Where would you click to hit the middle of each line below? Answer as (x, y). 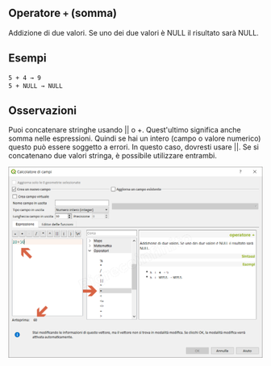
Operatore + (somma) (63, 13)
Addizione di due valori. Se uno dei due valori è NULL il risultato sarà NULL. (134, 32)
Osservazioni (43, 111)
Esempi (27, 59)
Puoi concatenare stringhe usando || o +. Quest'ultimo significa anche (125, 130)
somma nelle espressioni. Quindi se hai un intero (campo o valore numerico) (135, 139)
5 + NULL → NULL (35, 86)
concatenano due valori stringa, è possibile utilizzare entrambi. (113, 156)
